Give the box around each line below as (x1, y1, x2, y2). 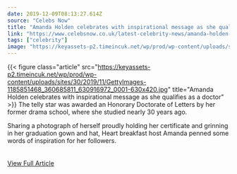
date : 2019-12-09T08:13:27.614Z (7, 10, 102, 18)
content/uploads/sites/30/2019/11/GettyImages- (7, 78, 147, 86)
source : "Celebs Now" (7, 17, 71, 24)
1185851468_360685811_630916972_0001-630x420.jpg (7, 86, 168, 93)
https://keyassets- (97, 63, 151, 71)
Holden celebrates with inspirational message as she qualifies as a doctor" (7, 93, 224, 101)
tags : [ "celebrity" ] (7, 37, 68, 44)
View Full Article (7, 159, 54, 167)
